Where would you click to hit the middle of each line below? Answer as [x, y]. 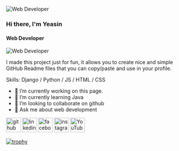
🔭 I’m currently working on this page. [59, 91]
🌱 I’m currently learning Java [49, 97]
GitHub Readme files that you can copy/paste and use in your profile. [89, 69]
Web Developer [25, 38]
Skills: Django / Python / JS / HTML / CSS [56, 80]
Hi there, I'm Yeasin [34, 24]
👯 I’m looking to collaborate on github [59, 103]
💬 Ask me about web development [56, 110]
